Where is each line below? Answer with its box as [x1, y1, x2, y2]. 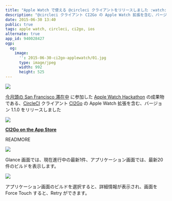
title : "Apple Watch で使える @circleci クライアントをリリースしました [5, 7, 148, 13]
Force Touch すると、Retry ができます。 [5, 190, 90, 196]
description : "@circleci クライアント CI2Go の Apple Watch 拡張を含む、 [5, 12, 156, 17]
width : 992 [18, 65, 42, 70]
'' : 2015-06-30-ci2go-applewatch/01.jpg [18, 55, 106, 61]
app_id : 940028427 [5, 36, 45, 42]
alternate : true [5, 31, 40, 36]
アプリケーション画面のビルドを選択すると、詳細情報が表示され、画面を [5, 184, 158, 190]
